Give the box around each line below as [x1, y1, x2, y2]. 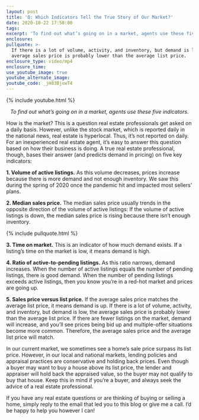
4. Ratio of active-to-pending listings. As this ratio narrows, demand [6, 259, 175, 266]
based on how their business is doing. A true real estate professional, [6, 145, 175, 152]
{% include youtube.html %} [6, 97, 75, 104]
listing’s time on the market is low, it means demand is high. [6, 247, 151, 254]
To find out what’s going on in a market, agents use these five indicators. [10, 108, 189, 115]
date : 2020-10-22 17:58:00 [6, 20, 73, 26]
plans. [6, 188, 21, 195]
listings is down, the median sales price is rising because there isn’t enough [6, 212, 191, 219]
